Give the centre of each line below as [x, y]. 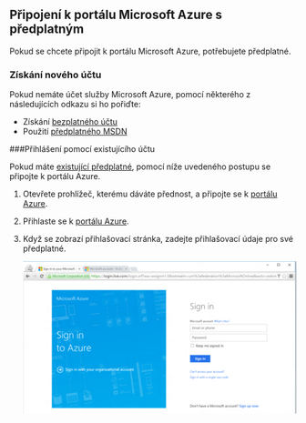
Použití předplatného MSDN [75, 132]
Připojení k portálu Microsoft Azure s [116, 15]
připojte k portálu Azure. [55, 176]
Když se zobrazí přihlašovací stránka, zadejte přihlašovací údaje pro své [158, 239]
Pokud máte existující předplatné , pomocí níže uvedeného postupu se [140, 166]
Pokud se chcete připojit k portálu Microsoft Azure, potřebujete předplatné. [150, 51]
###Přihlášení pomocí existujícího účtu [82, 149]
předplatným [47, 30]
